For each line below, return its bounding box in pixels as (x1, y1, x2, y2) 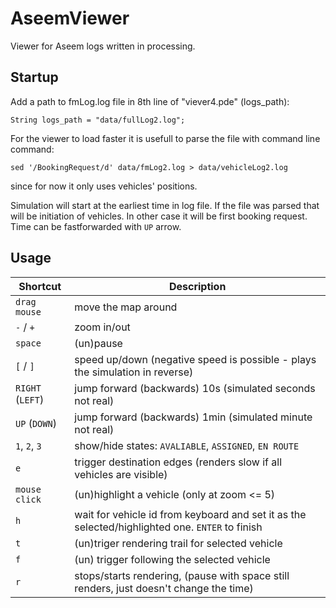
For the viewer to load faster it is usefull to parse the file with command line (10, 132, 321, 144)
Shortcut (18, 279, 62, 293)
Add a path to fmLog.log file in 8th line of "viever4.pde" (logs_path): (10, 95, 290, 107)
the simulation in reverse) (74, 365, 194, 379)
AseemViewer (10, 7, 130, 30)
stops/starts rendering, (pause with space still (74, 568, 290, 582)
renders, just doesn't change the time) (74, 581, 254, 595)
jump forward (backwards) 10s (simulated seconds (74, 381, 316, 395)
